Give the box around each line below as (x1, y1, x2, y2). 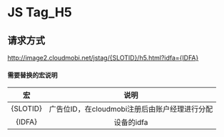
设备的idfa (113, 118, 148, 128)
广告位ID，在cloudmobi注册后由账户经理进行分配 (49, 104, 213, 114)
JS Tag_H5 (7, 4, 73, 21)
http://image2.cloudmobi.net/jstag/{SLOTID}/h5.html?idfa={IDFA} (7, 54, 199, 62)
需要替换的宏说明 (7, 70, 58, 79)
